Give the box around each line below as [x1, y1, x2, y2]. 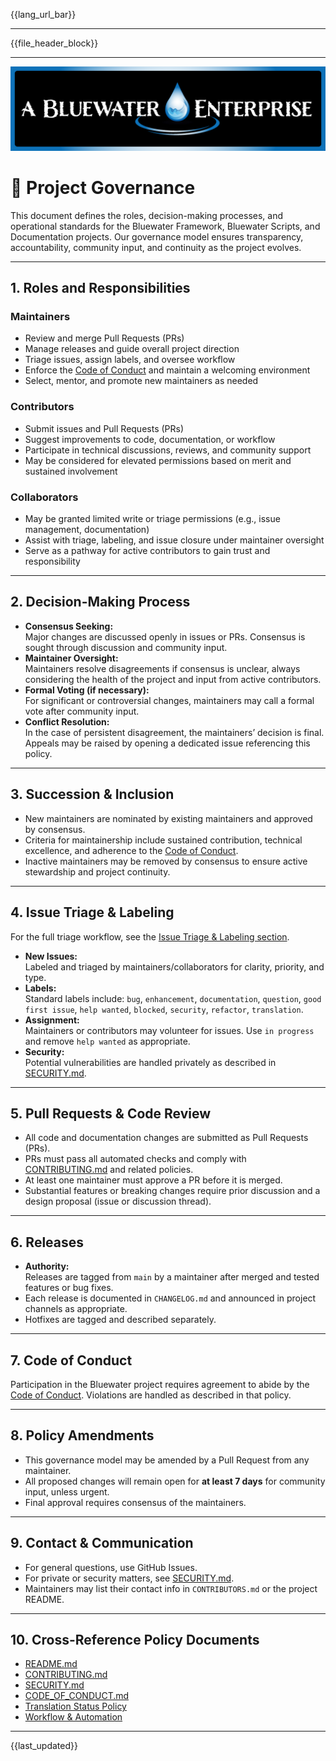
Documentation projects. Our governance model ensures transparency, [10, 230, 304, 243]
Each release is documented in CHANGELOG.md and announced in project [24, 1292, 317, 1304]
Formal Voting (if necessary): [24, 684, 150, 696]
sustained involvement [24, 465, 118, 477]
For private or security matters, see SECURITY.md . [24, 1572, 235, 1584]
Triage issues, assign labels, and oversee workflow [24, 354, 236, 366]
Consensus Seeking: [24, 620, 114, 632]
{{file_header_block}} [10, 37, 99, 49]
